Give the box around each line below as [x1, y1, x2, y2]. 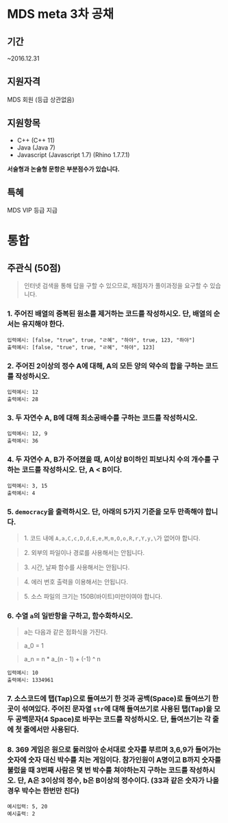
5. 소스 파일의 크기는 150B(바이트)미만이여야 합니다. [23, 592, 163, 600]
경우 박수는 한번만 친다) [7, 786, 80, 796]
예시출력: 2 [7, 811, 36, 818]
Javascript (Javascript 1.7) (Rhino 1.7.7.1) [16, 150, 130, 158]
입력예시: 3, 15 [7, 482, 48, 489]
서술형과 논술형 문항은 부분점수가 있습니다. [7, 165, 120, 173]
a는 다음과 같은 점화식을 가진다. [23, 628, 108, 636]
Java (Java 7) [16, 143, 56, 152]
